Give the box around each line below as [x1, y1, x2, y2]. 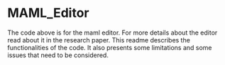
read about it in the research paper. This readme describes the [7, 35, 190, 44]
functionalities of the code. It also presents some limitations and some [7, 43, 212, 52]
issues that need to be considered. [7, 51, 109, 59]
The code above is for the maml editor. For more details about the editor [7, 28, 218, 37]
